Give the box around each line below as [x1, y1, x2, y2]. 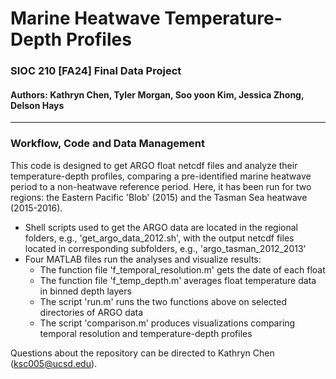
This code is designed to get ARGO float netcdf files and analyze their [10, 159, 298, 171]
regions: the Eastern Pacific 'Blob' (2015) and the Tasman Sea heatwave [10, 191, 308, 203]
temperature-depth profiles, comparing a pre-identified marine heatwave [10, 170, 312, 182]
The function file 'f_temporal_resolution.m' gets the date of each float [39, 263, 326, 276]
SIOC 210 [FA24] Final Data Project [10, 64, 182, 78]
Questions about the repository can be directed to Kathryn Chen [10, 347, 275, 359]
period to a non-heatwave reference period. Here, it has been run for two [10, 180, 312, 192]
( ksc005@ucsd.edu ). [10, 357, 98, 369]
